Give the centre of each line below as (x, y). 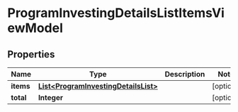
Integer (51, 97)
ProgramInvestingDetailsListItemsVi (116, 13)
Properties (31, 54)
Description (185, 74)
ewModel (35, 28)
